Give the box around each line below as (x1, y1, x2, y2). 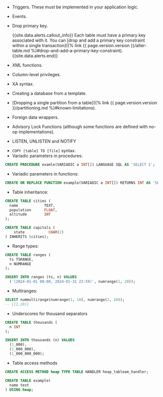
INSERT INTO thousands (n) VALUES (5, 338, 75, 343)
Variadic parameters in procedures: (12, 153, 83, 159)
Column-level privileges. (12, 72, 61, 77)
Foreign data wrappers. (12, 114, 59, 120)
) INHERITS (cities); (5, 234, 49, 239)
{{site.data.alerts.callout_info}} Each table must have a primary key (12, 32, 146, 38)
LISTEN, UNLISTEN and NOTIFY (12, 138, 76, 144)
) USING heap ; (5, 387, 34, 392)
